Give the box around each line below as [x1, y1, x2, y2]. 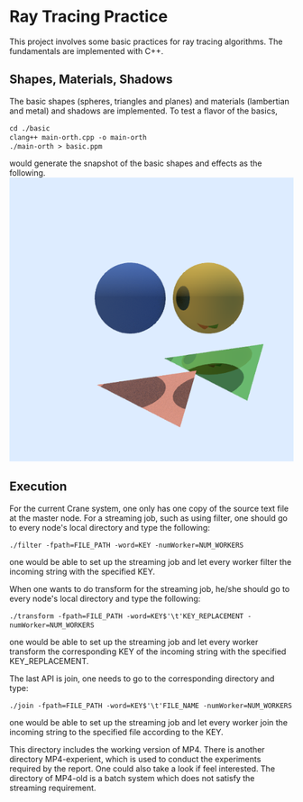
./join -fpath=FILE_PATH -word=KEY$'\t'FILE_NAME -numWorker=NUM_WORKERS [9, 701, 293, 710]
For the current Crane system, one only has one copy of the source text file [9, 503, 289, 514]
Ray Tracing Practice [9, 6, 169, 27]
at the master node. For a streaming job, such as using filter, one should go [9, 512, 289, 524]
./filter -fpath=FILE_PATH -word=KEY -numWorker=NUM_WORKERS [9, 541, 244, 550]
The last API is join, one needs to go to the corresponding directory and [9, 673, 275, 684]
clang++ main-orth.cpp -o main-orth [9, 132, 147, 141]
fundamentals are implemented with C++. [9, 45, 164, 56]
